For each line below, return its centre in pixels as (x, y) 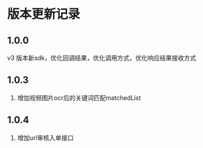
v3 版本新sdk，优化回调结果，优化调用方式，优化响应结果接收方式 (102, 58)
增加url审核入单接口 (45, 138)
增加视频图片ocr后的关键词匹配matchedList (79, 97)
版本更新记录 (44, 14)
